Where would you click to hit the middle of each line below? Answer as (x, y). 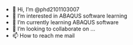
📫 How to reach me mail (44, 36)
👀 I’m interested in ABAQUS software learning (70, 16)
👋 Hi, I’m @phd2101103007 (46, 9)
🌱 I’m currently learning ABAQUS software (65, 22)
